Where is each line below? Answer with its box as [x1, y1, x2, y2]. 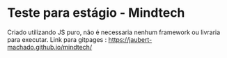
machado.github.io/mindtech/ [7, 43, 93, 51]
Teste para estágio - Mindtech [7, 5, 185, 21]
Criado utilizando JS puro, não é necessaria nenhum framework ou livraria [7, 28, 221, 36]
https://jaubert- [108, 35, 152, 43]
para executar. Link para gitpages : [7, 35, 107, 43]
